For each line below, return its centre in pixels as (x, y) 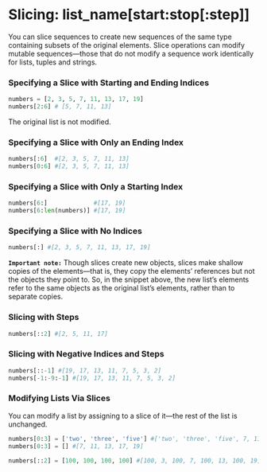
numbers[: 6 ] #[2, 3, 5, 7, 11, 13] (69, 159)
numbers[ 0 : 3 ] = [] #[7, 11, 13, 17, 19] (76, 446)
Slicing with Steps (44, 318)
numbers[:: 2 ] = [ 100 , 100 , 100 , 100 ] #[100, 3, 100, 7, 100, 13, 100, (128, 460)
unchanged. (28, 424)
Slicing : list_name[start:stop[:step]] (129, 15)
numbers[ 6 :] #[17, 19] (67, 203)
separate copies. (36, 297)
